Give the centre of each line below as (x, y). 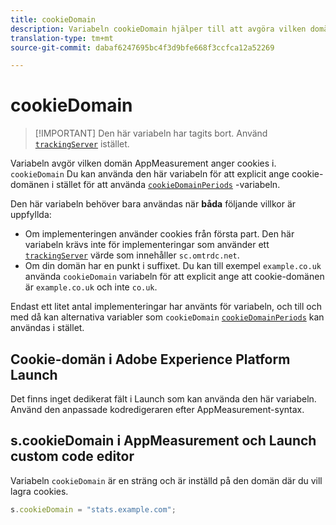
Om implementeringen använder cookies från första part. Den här (159, 234)
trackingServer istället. (82, 144)
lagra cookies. (39, 491)
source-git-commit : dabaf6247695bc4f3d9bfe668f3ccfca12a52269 (142, 47)
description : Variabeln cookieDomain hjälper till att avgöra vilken (158, 29)
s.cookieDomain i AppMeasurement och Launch (163, 441)
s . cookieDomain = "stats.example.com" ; (93, 509)
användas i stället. (47, 328)
